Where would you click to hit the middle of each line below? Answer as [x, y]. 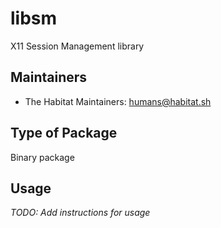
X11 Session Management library [77, 46]
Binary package [42, 157]
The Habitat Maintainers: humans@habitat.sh [118, 101]
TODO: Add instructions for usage [80, 213]
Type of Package [64, 133]
